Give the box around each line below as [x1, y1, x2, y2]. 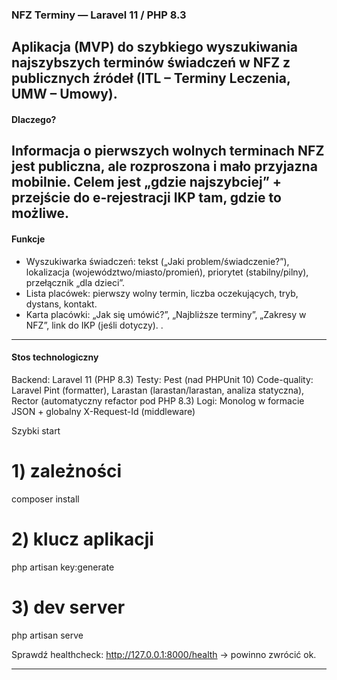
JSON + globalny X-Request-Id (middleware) [11, 405, 196, 417]
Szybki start [11, 424, 61, 437]
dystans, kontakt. [25, 298, 98, 310]
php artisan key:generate [11, 561, 115, 573]
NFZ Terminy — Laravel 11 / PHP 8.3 [11, 8, 187, 22]
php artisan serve [11, 629, 84, 641]
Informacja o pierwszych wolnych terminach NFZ [11, 143, 325, 160]
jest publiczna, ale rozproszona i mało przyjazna [11, 158, 318, 175]
